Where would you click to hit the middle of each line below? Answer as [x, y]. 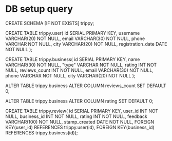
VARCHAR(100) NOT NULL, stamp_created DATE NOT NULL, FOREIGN [80, 122]
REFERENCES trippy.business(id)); [42, 133]
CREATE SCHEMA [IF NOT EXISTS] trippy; [50, 23]
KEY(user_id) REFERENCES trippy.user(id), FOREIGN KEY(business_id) [80, 127]
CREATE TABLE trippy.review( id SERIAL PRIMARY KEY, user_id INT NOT [82, 111]
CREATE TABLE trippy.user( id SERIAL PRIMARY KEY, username [73, 33]
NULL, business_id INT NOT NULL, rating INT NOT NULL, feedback [76, 116]
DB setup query [39, 9]
